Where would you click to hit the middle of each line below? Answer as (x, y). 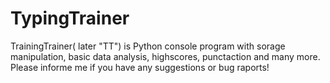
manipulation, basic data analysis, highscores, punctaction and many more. (165, 56)
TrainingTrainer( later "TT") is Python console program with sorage (148, 46)
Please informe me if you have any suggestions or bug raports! (140, 67)
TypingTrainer (70, 18)
